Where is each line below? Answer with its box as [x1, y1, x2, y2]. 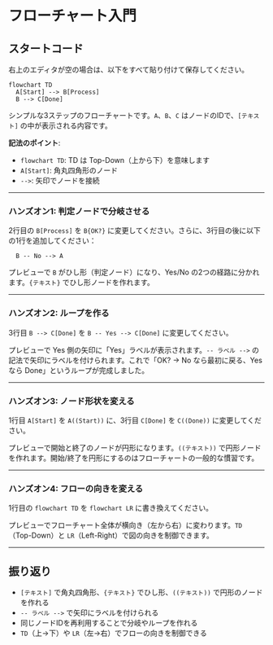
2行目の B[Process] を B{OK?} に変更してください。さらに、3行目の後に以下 [8, 226, 262, 235]
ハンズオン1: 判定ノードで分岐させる [8, 205, 150, 217]
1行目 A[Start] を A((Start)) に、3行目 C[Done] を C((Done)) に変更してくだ [8, 415, 262, 425]
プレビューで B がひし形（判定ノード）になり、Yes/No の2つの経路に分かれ [8, 267, 260, 277]
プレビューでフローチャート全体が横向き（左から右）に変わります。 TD [8, 520, 242, 530]
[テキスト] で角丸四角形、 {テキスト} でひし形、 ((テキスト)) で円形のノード [19, 587, 263, 597]
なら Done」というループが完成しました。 [8, 365, 149, 375]
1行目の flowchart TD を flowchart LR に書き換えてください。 [8, 503, 214, 513]
